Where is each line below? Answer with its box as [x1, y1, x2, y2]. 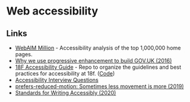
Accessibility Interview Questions [15, 77, 99, 83]
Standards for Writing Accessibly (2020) [15, 89, 117, 96]
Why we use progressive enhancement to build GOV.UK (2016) [15, 57, 172, 64]
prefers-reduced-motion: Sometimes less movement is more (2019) [15, 83, 184, 90]
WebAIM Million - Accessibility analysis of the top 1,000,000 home [15, 44, 181, 51]
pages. [15, 51, 33, 58]
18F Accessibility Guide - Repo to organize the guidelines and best [15, 63, 182, 71]
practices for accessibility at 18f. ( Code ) [15, 70, 115, 77]
